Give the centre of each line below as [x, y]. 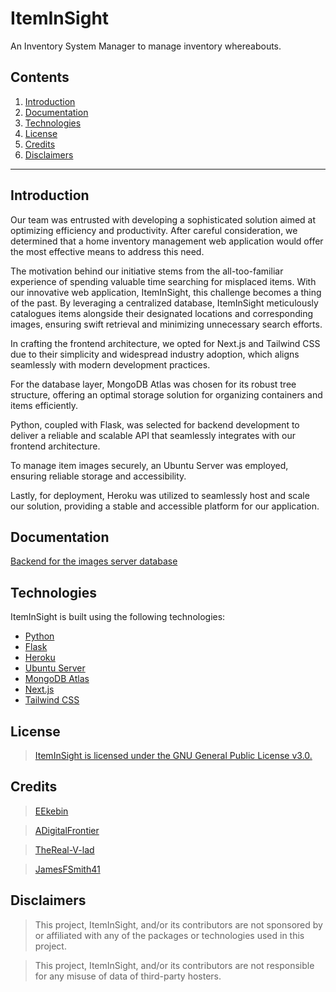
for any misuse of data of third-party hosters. [128, 976]
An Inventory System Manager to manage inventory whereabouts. [146, 46]
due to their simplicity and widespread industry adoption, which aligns [155, 354]
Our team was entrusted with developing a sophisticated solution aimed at [163, 219]
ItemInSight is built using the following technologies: [118, 617]
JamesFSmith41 [67, 869]
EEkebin [51, 811]
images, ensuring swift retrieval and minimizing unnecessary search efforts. [166, 324]
